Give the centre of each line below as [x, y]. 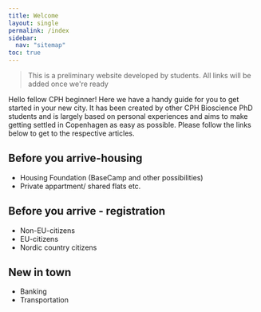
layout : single [34, 23]
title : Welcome [34, 16]
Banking [34, 291]
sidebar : [23, 38]
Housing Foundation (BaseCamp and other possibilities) [111, 177]
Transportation [44, 300]
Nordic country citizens [58, 247]
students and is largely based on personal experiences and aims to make [129, 116]
